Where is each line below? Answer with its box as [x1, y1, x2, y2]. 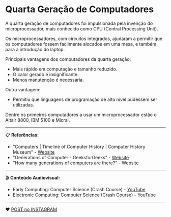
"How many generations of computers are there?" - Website [12, 160, 139, 166]
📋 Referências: [5, 132, 39, 138]
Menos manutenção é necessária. [12, 77, 84, 83]
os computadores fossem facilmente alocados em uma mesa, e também [5, 41, 157, 47]
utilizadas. [12, 101, 35, 107]
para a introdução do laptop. [5, 46, 65, 52]
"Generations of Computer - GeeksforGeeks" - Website [12, 154, 129, 160]
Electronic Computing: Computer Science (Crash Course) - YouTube [12, 192, 156, 198]
